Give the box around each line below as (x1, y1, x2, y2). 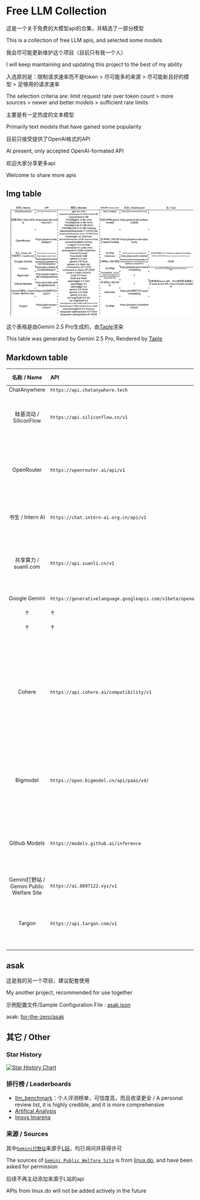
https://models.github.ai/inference (50, 841, 142, 846)
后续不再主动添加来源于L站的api (6, 1175, 85, 1182)
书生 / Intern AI (8, 514, 45, 521)
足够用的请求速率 (17, 80, 60, 88)
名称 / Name (11, 374, 43, 381)
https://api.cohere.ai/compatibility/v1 (50, 690, 152, 696)
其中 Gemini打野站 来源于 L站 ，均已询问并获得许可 (6, 1145, 122, 1152)
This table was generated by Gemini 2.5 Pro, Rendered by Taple (6, 335, 162, 342)
